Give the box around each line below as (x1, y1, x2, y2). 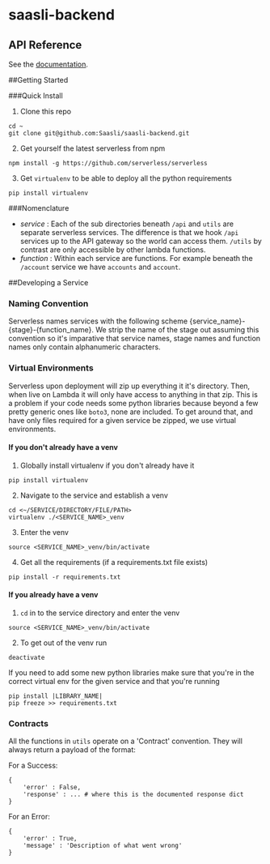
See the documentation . (8, 59, 89, 69)
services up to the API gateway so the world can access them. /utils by (19, 237, 263, 246)
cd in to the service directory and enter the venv (19, 608, 180, 618)
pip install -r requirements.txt (8, 573, 121, 581)
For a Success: (8, 760, 58, 771)
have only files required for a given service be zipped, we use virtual (8, 415, 237, 425)
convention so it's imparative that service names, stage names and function (8, 334, 261, 344)
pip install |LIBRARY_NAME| (8, 692, 103, 700)
